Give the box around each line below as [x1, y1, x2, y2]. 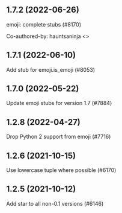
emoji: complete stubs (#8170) [6, 21, 82, 28]
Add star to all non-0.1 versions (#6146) [6, 200, 104, 207]
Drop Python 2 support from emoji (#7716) [6, 133, 111, 141]
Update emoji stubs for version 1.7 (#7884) [6, 100, 112, 107]
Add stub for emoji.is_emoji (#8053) [6, 66, 95, 73]
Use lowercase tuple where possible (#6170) [6, 167, 117, 174]
